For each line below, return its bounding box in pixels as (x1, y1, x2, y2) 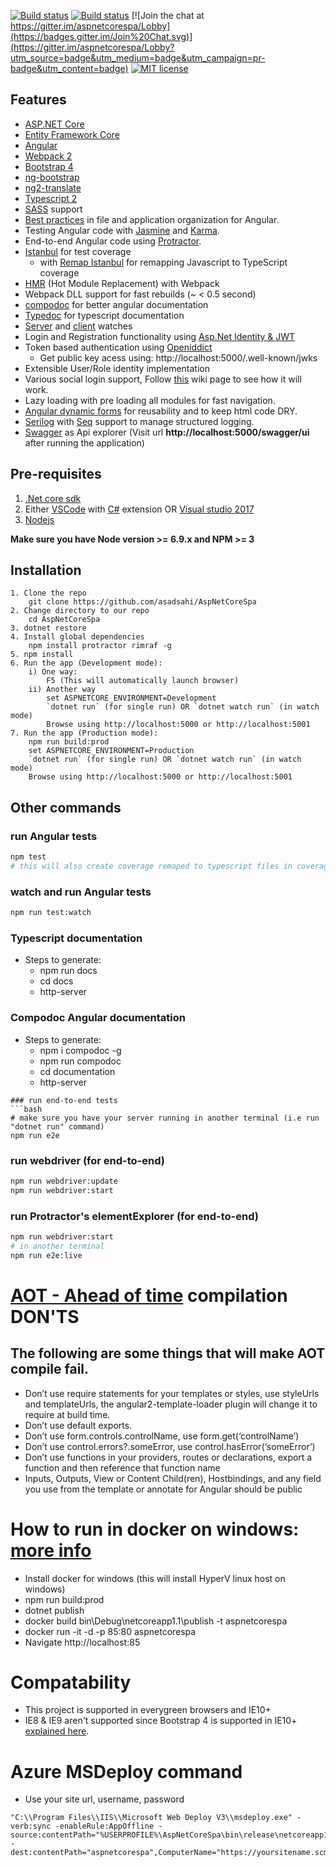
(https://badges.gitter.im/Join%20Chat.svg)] (10, 31, 193, 42)
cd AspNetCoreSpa (28, 615, 101, 625)
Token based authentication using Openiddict (24, 341, 213, 353)
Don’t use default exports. (24, 1419, 133, 1431)
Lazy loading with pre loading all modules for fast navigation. (24, 394, 276, 406)
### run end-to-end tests (10, 1095, 118, 1105)
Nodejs (24, 513, 55, 525)
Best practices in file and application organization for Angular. (24, 213, 280, 225)
